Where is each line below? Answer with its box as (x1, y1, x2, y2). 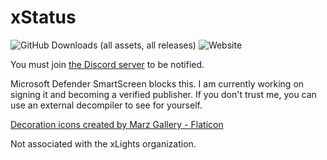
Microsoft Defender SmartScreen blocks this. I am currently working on (10, 77, 305, 90)
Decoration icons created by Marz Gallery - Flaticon (10, 118, 224, 130)
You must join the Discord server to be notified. (10, 58, 205, 70)
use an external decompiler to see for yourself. (10, 99, 203, 111)
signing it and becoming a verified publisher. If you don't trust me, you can (10, 88, 317, 100)
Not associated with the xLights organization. (10, 137, 197, 150)
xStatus (10, 6, 77, 29)
